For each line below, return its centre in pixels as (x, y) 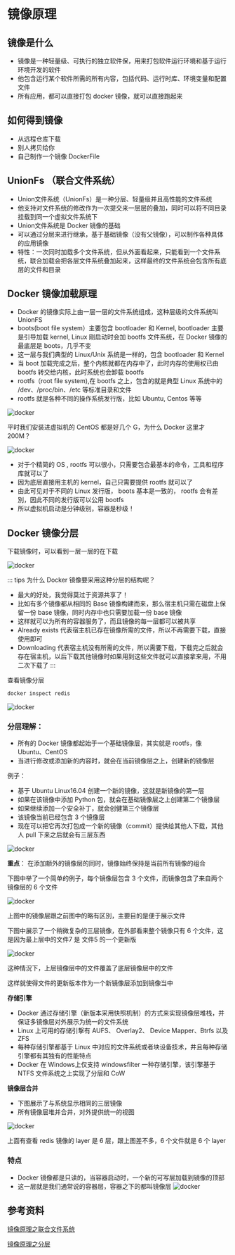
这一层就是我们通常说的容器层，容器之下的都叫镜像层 (94, 1186)
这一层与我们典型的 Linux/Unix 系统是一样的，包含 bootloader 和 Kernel (121, 355)
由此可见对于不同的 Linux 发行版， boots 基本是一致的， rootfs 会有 (115, 491)
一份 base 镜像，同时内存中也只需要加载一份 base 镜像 (103, 613)
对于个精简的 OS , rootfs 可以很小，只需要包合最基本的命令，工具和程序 (121, 465)
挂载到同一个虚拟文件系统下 (58, 216)
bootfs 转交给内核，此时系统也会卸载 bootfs (81, 372)
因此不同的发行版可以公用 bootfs (77, 500)
